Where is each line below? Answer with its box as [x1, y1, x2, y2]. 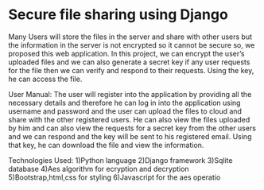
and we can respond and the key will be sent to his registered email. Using [8, 131, 252, 141]
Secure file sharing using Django [8, 6, 228, 24]
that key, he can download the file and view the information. [8, 140, 204, 149]
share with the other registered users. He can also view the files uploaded [8, 114, 250, 124]
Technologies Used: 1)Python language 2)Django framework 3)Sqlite [8, 155, 233, 165]
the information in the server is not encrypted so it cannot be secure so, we [8, 40, 255, 49]
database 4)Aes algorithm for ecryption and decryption [8, 164, 189, 173]
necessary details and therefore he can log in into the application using [8, 98, 241, 107]
